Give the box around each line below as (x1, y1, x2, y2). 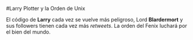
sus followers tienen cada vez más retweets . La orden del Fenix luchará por (6, 23, 188, 29)
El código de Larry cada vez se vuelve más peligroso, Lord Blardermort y (6, 16, 183, 23)
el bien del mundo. (6, 28, 51, 35)
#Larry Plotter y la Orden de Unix (6, 5, 86, 12)
